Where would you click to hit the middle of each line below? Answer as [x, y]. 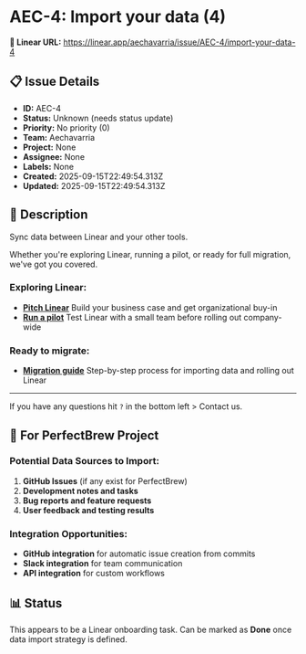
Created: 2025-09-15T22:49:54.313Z [93, 176]
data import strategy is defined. [68, 639]
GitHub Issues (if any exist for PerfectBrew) [105, 480]
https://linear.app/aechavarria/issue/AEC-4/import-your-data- [179, 42]
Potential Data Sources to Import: [84, 461]
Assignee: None [53, 156]
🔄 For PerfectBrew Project [84, 435]
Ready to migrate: [50, 351]
